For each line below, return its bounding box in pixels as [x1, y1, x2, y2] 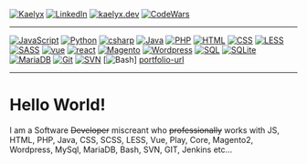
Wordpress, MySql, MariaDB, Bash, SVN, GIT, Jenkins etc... [9, 144, 233, 155]
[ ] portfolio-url [102, 55, 185, 65]
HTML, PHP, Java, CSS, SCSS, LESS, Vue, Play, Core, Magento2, [9, 134, 254, 145]
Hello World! [9, 95, 106, 116]
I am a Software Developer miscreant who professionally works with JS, [9, 124, 281, 136]
